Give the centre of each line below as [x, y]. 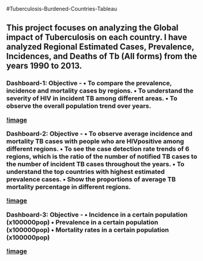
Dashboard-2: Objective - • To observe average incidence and [99, 134]
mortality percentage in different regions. [69, 187]
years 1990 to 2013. [44, 66]
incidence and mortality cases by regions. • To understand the [100, 91]
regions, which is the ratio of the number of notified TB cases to [102, 156]
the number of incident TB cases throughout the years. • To [95, 164]
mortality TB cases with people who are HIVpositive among [95, 141]
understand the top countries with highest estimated [86, 172]
